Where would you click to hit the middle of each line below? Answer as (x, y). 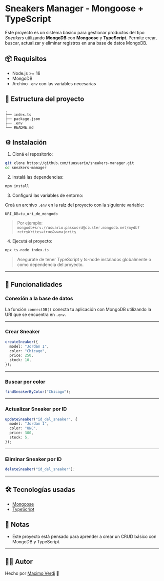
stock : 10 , (20, 360)
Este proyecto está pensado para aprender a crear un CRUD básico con (84, 536)
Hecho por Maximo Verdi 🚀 (32, 573)
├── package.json (23, 119)
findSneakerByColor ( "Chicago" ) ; (38, 392)
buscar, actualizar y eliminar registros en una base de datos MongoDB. (76, 43)
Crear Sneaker (23, 332)
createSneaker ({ (21, 342)
